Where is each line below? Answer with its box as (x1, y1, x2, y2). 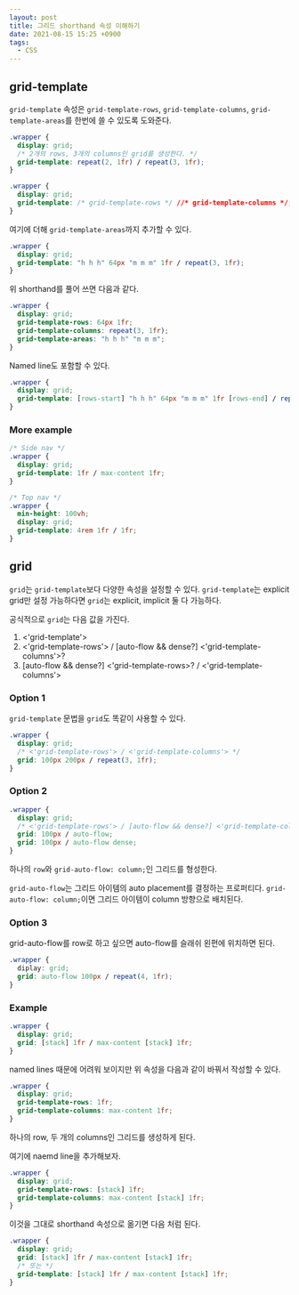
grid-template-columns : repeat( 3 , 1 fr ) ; (17, 326, 169, 335)
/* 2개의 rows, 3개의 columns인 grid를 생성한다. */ (17, 149, 198, 158)
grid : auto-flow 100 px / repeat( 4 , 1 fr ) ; (17, 972, 174, 982)
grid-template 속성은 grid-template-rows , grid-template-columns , (9, 103, 249, 114)
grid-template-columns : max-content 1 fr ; (17, 1106, 174, 1115)
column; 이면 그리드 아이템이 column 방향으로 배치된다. (53, 894, 244, 904)
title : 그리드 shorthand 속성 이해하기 (9, 21, 141, 30)
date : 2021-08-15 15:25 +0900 (9, 29, 122, 38)
